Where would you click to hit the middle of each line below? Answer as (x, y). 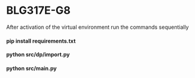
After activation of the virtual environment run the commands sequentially (97, 27)
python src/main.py (32, 68)
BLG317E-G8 (39, 10)
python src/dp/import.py (38, 55)
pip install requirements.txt (41, 41)
